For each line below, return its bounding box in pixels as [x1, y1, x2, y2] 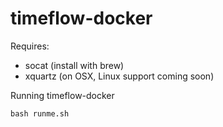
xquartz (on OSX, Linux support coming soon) [24, 70, 215, 82]
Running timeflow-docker [10, 89, 115, 101]
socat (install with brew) [24, 59, 125, 71]
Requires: [10, 40, 50, 52]
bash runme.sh [10, 108, 70, 119]
